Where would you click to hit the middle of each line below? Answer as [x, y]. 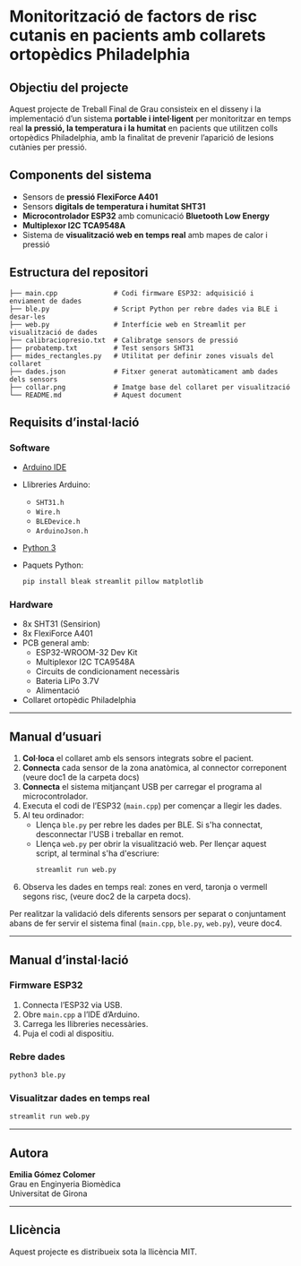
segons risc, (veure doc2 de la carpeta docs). [106, 896]
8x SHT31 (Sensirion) [61, 624]
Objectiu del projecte [69, 87]
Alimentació [58, 690]
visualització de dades [54, 332]
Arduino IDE [44, 467]
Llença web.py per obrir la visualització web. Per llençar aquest [151, 844]
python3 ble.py [38, 1075]
